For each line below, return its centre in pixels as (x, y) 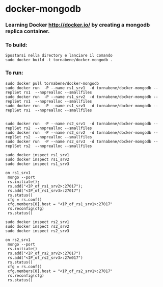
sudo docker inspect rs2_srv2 (37, 226)
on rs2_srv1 (18, 240)
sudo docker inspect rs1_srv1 (37, 155)
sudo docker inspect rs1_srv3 (37, 164)
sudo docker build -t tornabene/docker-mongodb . (59, 60)
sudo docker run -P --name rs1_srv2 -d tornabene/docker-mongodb (78, 97)
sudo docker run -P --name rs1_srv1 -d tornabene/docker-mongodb (78, 88)
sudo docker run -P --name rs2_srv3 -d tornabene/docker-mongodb (78, 141)
